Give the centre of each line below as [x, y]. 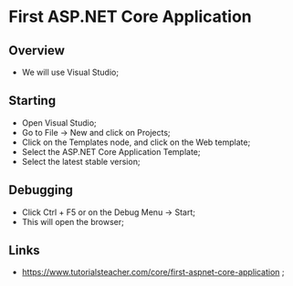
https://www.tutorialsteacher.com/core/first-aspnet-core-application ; [153, 272]
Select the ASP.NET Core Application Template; [111, 151]
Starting [32, 101]
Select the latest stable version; [81, 161]
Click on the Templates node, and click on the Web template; [136, 142]
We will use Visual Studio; [70, 72]
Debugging [41, 190]
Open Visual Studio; [59, 123]
